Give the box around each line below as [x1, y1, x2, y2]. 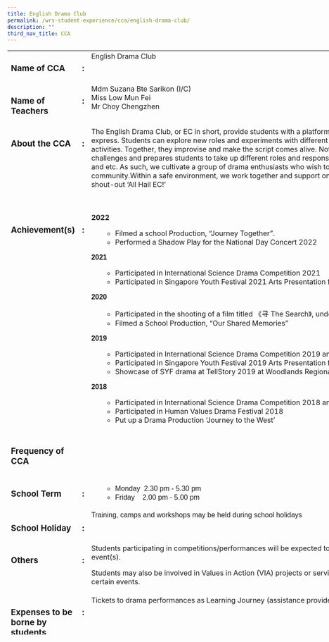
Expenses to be [11, 607, 72, 618]
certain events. [91, 577, 141, 587]
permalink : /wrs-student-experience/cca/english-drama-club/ [7, 17, 191, 24]
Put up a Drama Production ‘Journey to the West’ [115, 415, 276, 425]
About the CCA [11, 138, 72, 149]
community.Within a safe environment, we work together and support [91, 171, 321, 180]
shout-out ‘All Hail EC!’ [91, 180, 167, 190]
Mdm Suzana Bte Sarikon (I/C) [91, 84, 192, 94]
